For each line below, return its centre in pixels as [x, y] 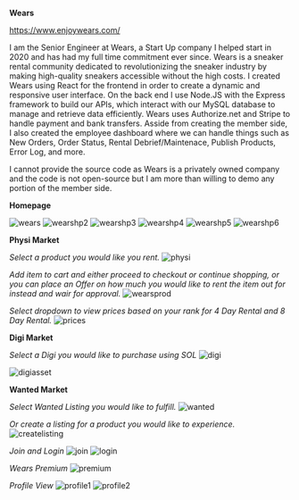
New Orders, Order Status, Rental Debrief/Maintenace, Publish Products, [143, 142]
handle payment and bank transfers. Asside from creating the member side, [149, 123]
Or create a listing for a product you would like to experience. [122, 424]
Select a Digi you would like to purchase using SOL [103, 355]
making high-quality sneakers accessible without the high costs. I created [145, 76]
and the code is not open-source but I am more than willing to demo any [142, 179]
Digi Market [31, 337]
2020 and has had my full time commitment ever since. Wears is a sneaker [146, 57]
